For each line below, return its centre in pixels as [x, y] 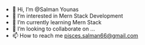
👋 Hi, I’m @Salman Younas [45, 9]
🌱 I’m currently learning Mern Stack [57, 22]
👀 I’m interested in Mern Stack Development [68, 16]
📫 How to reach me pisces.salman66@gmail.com [75, 36]
